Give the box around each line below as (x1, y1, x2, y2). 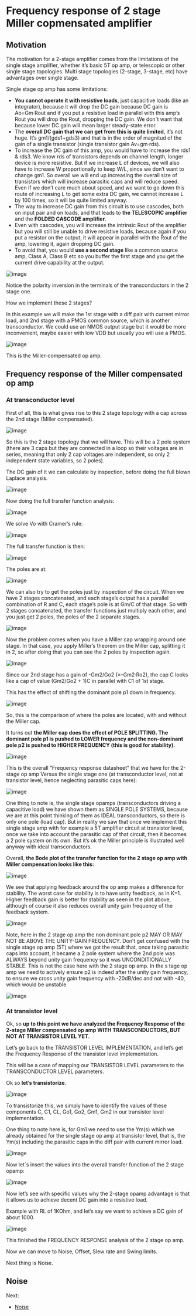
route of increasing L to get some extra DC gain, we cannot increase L (14, 191, 184, 197)
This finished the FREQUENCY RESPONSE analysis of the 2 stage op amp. (6, 1236, 185, 1243)
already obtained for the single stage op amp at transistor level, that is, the (6, 1132, 185, 1139)
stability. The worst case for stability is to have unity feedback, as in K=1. (6, 889, 181, 896)
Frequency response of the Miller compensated (6, 369, 183, 379)
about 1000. (6, 1213, 35, 1221)
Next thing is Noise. (6, 1259, 54, 1266)
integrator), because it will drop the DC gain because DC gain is (14, 103, 169, 110)
